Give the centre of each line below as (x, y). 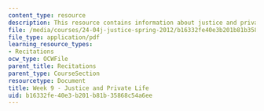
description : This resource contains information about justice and (123, 23)
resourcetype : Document (47, 81)
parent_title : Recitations (52, 66)
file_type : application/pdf (54, 37)
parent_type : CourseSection (54, 73)
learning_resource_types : (50, 45)
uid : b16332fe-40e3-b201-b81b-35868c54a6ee (81, 95)
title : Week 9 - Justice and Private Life (79, 88)
